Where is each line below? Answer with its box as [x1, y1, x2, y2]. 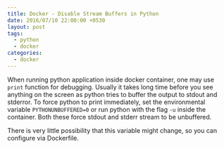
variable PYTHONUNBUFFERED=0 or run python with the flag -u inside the [7, 105, 206, 113]
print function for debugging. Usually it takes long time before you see [7, 82, 213, 91]
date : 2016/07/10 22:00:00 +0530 [7, 17, 106, 24]
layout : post [7, 23, 46, 30]
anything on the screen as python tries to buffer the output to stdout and [7, 90, 218, 98]
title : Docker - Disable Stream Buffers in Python [7, 10, 159, 18]
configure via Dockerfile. [7, 134, 79, 142]
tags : [7, 30, 23, 37]
